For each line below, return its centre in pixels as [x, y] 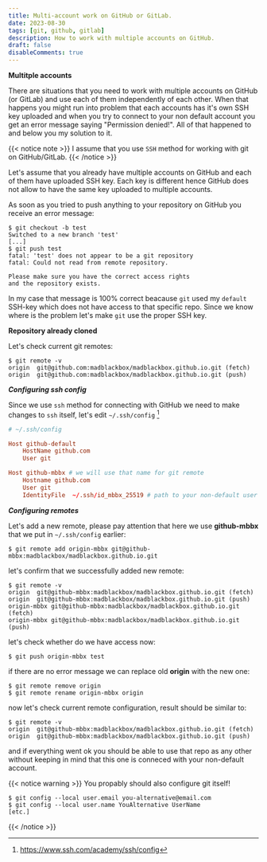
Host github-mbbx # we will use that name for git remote [106, 473]
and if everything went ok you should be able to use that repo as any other [130, 750]
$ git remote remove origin [55, 686]
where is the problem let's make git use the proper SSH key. [108, 315]
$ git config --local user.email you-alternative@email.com [110, 797]
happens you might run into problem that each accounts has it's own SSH [129, 108]
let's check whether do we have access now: [82, 641]
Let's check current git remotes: [61, 346]
